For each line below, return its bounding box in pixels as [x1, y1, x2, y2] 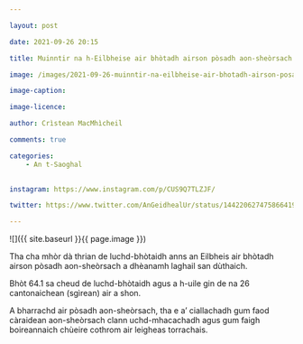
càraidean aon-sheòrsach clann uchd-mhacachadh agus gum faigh [9, 315, 261, 326]
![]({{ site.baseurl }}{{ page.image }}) [9, 234, 147, 245]
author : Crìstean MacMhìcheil [9, 119, 124, 128]
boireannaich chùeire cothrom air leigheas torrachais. [9, 324, 208, 335]
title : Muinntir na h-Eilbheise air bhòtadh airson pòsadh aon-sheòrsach [9, 53, 293, 63]
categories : [9, 151, 54, 161]
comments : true [9, 135, 67, 144]
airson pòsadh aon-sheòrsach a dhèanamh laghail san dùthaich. [9, 261, 248, 272]
